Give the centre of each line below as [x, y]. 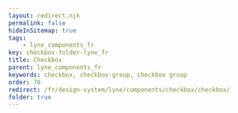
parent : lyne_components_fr [55, 68]
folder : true [30, 97]
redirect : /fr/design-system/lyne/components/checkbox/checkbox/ [119, 90]
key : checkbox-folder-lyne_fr [59, 53]
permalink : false [37, 23]
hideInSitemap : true [43, 30]
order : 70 [25, 82]
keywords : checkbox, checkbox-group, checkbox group [98, 75]
